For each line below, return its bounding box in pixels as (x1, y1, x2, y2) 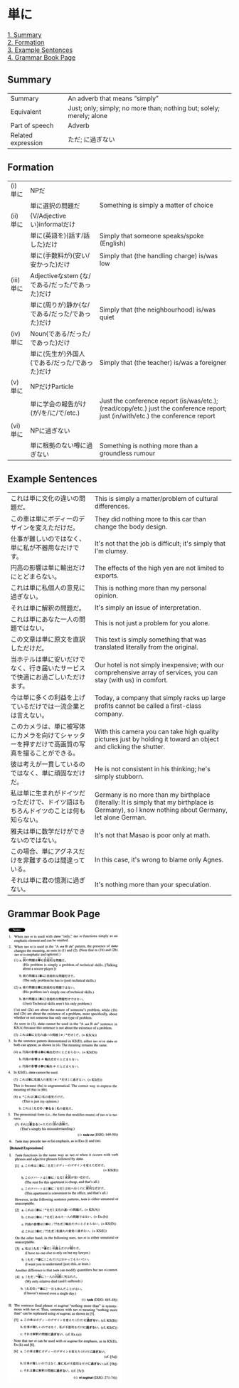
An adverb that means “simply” (68, 94, 159, 102)
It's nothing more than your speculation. (95, 880, 211, 889)
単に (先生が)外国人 (30, 349, 85, 358)
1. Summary (7, 30, 42, 39)
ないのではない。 (10, 835, 60, 844)
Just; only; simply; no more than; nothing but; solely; (68, 104, 221, 112)
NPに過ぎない (30, 426, 70, 435)
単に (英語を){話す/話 (30, 231, 90, 240)
